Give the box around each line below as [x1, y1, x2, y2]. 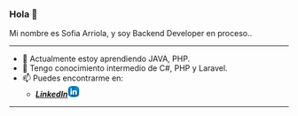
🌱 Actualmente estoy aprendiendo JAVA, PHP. [21, 53, 191, 65]
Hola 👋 [9, 8, 38, 20]
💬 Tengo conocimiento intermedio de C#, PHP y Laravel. [21, 63, 228, 73]
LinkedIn [35, 89, 68, 100]
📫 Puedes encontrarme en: [21, 73, 124, 83]
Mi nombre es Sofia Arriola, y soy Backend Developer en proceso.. [9, 28, 253, 39]
